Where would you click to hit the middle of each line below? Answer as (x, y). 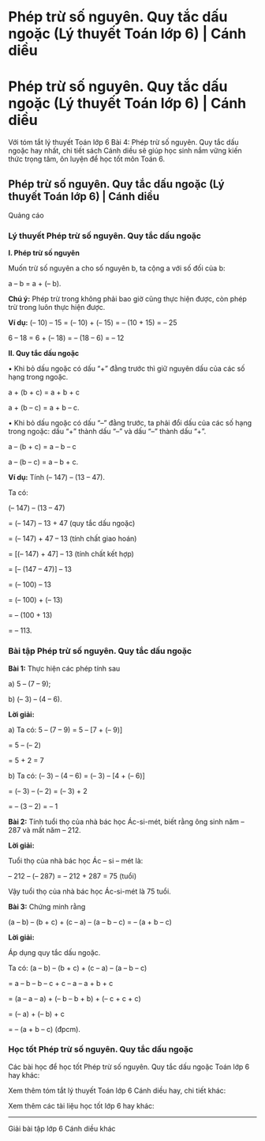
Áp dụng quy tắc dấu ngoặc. (54, 952)
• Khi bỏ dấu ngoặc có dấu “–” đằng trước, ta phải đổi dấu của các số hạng (130, 423)
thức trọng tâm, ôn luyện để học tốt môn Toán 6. (87, 159)
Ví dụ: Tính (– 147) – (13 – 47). (56, 478)
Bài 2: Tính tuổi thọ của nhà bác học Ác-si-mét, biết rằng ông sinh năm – (126, 822)
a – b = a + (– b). (35, 284)
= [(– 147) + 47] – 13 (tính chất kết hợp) (71, 554)
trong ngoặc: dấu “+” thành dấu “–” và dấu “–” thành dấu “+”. (107, 432)
